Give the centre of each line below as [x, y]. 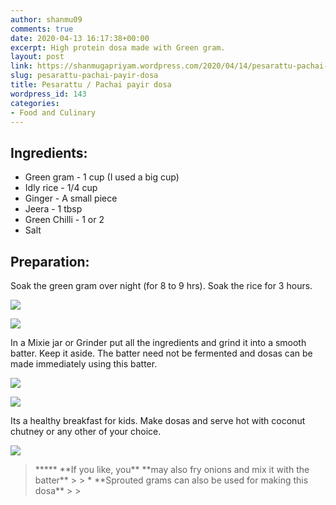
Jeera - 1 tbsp [53, 209]
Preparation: [50, 261]
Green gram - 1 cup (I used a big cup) [102, 177]
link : [21, 66]
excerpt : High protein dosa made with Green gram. [118, 47]
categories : [35, 103]
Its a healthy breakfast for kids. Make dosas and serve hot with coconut [158, 420]
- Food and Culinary [53, 112]
